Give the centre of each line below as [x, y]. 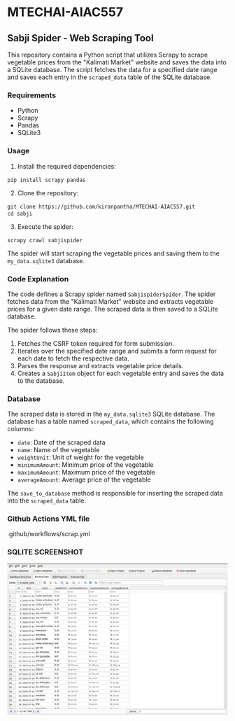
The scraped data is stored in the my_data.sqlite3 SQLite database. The [111, 414]
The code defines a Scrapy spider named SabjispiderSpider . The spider [112, 294]
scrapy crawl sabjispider [45, 240]
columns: [21, 429]
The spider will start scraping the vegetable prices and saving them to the [114, 253]
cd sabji [20, 213]
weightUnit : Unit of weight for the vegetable [81, 457]
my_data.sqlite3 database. [46, 260]
